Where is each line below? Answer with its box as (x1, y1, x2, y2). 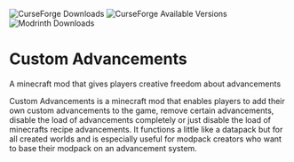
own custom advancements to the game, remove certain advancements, (9, 105, 274, 116)
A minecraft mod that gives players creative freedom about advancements (9, 78, 282, 89)
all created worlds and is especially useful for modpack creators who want (9, 134, 282, 144)
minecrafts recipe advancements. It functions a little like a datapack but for (9, 124, 283, 134)
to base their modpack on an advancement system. (9, 142, 197, 153)
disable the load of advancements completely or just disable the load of (9, 114, 272, 125)
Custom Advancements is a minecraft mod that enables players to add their (9, 95, 286, 106)
